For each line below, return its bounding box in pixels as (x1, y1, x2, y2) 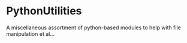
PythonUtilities (6, 4, 82, 18)
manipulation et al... (6, 30, 55, 37)
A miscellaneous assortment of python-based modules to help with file (6, 24, 181, 31)
